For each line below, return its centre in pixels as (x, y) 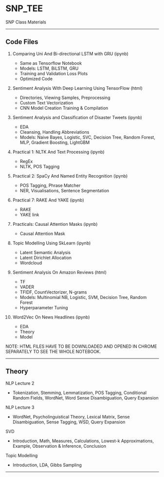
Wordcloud (31, 263)
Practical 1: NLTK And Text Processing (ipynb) (58, 152)
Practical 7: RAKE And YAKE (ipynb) (48, 200)
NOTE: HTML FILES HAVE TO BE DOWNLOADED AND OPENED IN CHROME (81, 346)
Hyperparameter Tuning (44, 307)
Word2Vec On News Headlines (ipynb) (51, 317)
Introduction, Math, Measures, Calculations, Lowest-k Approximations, (83, 441)
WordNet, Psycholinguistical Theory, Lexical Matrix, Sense (71, 417)
